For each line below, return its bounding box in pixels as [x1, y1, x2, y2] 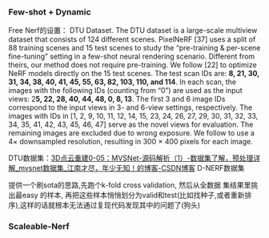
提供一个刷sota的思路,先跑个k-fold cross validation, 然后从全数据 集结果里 [8, 180, 251, 190]
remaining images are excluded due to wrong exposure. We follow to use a [8, 128, 255, 138]
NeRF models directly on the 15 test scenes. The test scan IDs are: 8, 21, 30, [8, 69, 260, 79]
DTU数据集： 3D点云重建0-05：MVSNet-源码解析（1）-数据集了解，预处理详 [8, 153, 261, 163]
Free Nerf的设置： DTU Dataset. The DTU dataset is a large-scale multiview [8, 26, 258, 35]
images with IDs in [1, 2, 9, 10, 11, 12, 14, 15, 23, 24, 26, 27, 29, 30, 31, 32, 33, [8, 111, 259, 121]
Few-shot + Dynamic [8, 6, 91, 18]
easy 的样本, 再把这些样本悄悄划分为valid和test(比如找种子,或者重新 [22, 191, 246, 200]
